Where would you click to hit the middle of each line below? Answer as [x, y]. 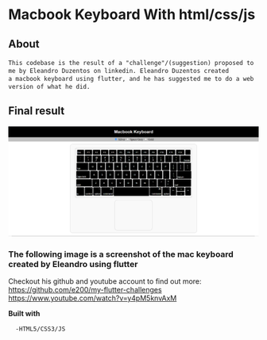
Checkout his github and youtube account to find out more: [105, 281]
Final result [37, 111]
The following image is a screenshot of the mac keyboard [121, 254]
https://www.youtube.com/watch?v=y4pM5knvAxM [93, 298]
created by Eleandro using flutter [73, 264]
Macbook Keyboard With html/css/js [132, 15]
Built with [24, 314]
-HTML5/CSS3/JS [41, 329]
